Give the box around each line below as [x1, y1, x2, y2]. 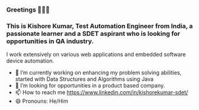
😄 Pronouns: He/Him [15, 97, 69, 105]
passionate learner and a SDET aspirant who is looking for [6, 29, 181, 38]
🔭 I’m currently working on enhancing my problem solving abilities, [15, 69, 182, 77]
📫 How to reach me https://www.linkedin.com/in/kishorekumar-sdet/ [15, 89, 188, 96]
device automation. [6, 57, 55, 64]
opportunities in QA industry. [6, 36, 94, 45]
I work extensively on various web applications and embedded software [6, 51, 186, 58]
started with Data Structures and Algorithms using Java [15, 75, 153, 83]
